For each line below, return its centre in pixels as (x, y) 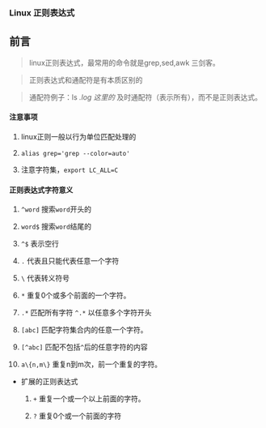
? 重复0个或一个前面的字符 (77, 416)
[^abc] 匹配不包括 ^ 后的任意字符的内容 (84, 347)
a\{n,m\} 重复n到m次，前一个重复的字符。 (91, 364)
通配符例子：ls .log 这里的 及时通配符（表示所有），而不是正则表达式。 (145, 97)
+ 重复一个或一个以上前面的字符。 (89, 399)
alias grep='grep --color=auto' (75, 153)
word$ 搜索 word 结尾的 (56, 227)
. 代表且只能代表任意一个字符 (70, 261)
